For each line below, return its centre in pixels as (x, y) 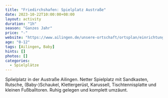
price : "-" (16, 33)
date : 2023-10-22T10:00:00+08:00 (40, 14)
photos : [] (16, 56)
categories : (17, 61)
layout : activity (23, 19)
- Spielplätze (24, 65)
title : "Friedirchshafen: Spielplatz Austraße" (56, 10)
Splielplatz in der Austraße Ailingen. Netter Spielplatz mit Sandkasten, (77, 80)
